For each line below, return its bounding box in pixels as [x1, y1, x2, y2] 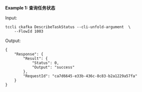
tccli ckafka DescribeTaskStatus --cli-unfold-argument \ [5, 24, 131, 29]
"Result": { [23, 56, 48, 61]
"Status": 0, [31, 60, 59, 65]
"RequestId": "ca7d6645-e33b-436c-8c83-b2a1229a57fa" [23, 73, 137, 78]
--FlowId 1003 [14, 29, 43, 34]
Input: [5, 15, 17, 20]
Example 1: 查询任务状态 [5, 5, 55, 10]
